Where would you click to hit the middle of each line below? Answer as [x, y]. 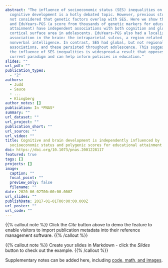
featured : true [21, 155]
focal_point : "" [26, 178]
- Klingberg [22, 98]
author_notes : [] [23, 103]
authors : [14, 80]
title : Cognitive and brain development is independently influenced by [82, 141]
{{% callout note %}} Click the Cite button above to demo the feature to [79, 225]
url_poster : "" [21, 206]
